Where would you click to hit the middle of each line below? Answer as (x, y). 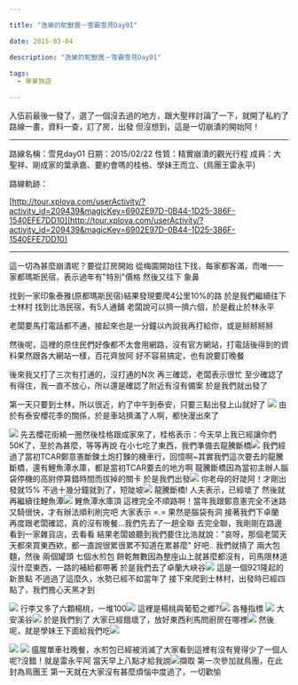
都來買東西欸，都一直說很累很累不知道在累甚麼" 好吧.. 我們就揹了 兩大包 (149, 546)
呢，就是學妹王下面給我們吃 (60, 631)
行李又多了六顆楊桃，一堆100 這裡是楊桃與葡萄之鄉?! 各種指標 (142, 609)
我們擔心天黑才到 (63, 590)
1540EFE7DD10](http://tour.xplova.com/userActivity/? (106, 220)
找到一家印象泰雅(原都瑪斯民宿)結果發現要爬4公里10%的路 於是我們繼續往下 (148, 296)
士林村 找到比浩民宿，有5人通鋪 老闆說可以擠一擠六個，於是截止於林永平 (142, 307)
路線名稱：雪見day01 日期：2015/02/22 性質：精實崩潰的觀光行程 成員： (141, 154)
